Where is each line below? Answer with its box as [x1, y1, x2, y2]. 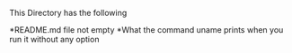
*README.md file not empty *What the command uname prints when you [9, 25, 284, 34]
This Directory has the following [9, 8, 128, 18]
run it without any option [9, 34, 100, 44]
